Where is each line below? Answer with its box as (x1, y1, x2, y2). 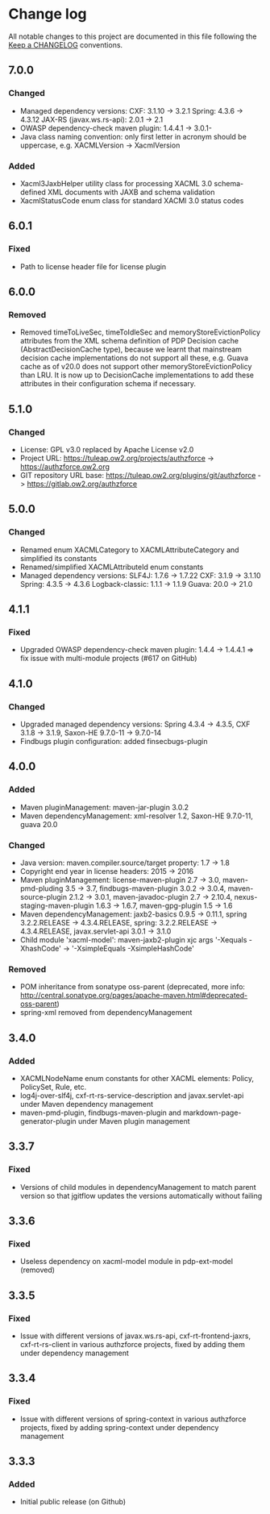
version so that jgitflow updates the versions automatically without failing (19, 1191, 263, 1200)
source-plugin (19, 892, 67, 902)
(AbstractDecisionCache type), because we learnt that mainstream (19, 344, 242, 355)
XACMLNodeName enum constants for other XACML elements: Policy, (19, 1074, 255, 1084)
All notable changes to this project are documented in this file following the (8, 31, 257, 41)
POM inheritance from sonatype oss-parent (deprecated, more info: (19, 982, 246, 992)
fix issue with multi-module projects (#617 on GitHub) (19, 654, 197, 663)
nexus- (234, 892, 258, 902)
